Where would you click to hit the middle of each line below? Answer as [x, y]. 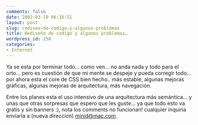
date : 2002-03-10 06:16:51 [39, 17]
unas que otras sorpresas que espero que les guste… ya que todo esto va [96, 103]
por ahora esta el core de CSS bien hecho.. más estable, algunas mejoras [95, 79]
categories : [21, 45]
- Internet [19, 50]
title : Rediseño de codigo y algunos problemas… [67, 34]
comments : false [26, 11]
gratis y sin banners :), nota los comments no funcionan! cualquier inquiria [96, 109]
